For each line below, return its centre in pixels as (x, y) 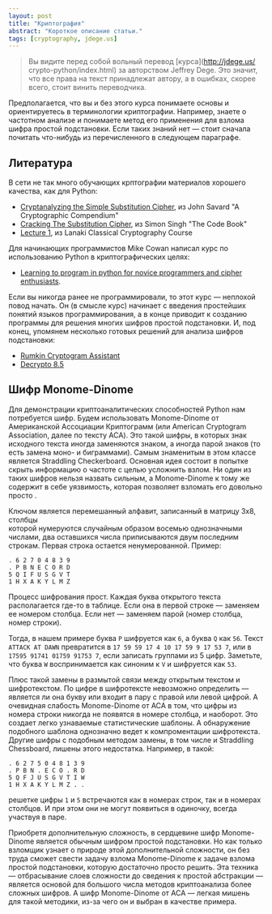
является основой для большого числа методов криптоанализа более (130, 884)
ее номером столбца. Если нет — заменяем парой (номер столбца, (125, 613)
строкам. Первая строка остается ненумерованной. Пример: (115, 545)
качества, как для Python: (53, 191)
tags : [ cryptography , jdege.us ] (63, 38)
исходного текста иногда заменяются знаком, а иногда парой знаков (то (134, 443)
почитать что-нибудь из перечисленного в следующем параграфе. (125, 138)
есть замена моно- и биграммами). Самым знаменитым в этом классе (132, 452)
